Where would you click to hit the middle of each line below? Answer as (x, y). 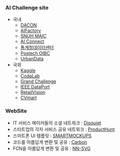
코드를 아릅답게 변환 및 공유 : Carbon (50, 142)
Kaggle (28, 71)
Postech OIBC (35, 53)
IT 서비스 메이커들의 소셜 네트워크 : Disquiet (57, 123)
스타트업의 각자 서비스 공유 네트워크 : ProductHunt (64, 129)
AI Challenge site (27, 8)
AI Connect (32, 41)
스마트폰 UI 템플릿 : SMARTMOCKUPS (52, 136)
